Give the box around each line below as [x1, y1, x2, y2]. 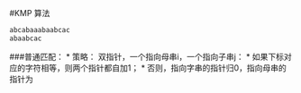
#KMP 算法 [9, 8, 50, 18]
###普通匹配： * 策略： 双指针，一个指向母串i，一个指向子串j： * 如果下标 [9, 51, 285, 62]
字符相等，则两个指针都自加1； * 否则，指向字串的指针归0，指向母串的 [24, 62, 287, 73]
